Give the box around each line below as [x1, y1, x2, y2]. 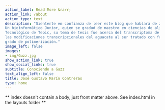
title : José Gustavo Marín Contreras [5, 76, 82, 81]
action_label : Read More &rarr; [5, 7, 71, 12]
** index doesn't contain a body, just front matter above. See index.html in [5, 94, 155, 100]
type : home [5, 80, 27, 85]
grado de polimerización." [5, 39, 60, 44]
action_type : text [5, 16, 43, 21]
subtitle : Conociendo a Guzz [5, 67, 65, 72]
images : [5, 48, 21, 53]
